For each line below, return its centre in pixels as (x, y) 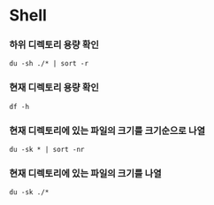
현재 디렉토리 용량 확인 (54, 88)
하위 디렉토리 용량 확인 (54, 45)
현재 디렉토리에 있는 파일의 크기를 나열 (85, 173)
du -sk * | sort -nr (47, 150)
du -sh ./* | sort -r (49, 64)
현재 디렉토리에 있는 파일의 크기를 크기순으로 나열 (107, 130)
